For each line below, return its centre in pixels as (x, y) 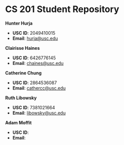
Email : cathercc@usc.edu (39, 88)
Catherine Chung (23, 73)
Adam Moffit (18, 122)
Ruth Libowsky (21, 98)
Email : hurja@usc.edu (35, 38)
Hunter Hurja (19, 23)
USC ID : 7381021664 (34, 107)
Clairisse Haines (22, 48)
